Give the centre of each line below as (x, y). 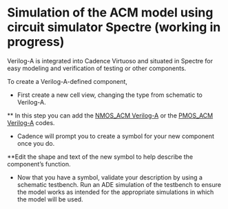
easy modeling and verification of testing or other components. (97, 68)
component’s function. (39, 164)
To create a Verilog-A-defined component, (67, 81)
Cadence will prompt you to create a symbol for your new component (116, 136)
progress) (36, 42)
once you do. (36, 143)
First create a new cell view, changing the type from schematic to (110, 95)
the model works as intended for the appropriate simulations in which (115, 192)
